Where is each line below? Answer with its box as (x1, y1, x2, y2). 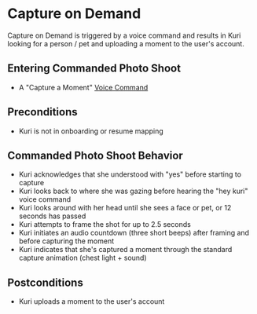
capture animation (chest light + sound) (18, 253, 147, 263)
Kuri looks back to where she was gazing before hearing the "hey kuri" (18, 186, 248, 196)
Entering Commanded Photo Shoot (7, 62, 182, 75)
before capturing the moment (18, 236, 115, 246)
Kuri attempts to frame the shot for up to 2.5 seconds (18, 220, 192, 229)
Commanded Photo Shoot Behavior (7, 148, 184, 162)
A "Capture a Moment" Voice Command (18, 82, 149, 92)
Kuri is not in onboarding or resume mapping (18, 126, 164, 136)
